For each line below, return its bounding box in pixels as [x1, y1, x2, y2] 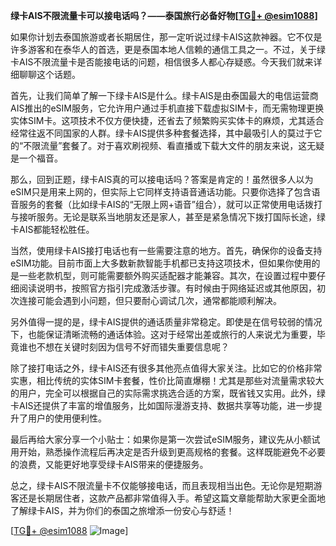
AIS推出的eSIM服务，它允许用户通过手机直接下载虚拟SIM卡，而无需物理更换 [10, 102, 325, 114]
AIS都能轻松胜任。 [18, 224, 95, 235]
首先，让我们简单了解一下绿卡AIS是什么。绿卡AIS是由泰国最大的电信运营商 [10, 90, 319, 101]
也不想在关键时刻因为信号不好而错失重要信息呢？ [27, 341, 230, 353]
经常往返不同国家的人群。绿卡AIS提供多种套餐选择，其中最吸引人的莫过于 [10, 127, 314, 139]
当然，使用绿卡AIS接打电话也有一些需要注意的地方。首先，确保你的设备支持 [10, 245, 323, 256]
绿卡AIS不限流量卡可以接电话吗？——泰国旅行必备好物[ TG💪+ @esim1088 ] [10, 10, 318, 21]
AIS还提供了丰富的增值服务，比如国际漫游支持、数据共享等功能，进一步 [18, 400, 314, 411]
